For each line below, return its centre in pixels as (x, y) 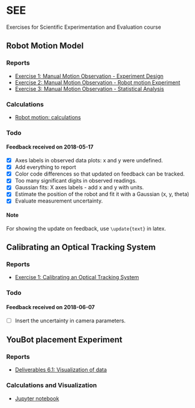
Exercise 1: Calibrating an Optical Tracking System (77, 277)
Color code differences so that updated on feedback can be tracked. (100, 174)
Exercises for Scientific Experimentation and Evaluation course (84, 27)
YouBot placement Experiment (64, 339)
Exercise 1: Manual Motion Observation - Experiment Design (89, 76)
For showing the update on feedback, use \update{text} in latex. (86, 228)
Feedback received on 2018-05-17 (50, 147)
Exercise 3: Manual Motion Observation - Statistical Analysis (89, 89)
